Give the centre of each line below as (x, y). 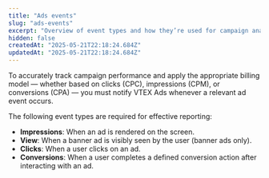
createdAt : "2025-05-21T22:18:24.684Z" (75, 45)
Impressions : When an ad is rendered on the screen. (107, 132)
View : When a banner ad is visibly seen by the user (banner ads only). (136, 140)
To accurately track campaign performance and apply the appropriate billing (134, 75)
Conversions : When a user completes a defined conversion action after (138, 157)
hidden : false (32, 38)
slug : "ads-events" (41, 23)
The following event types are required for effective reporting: (110, 116)
